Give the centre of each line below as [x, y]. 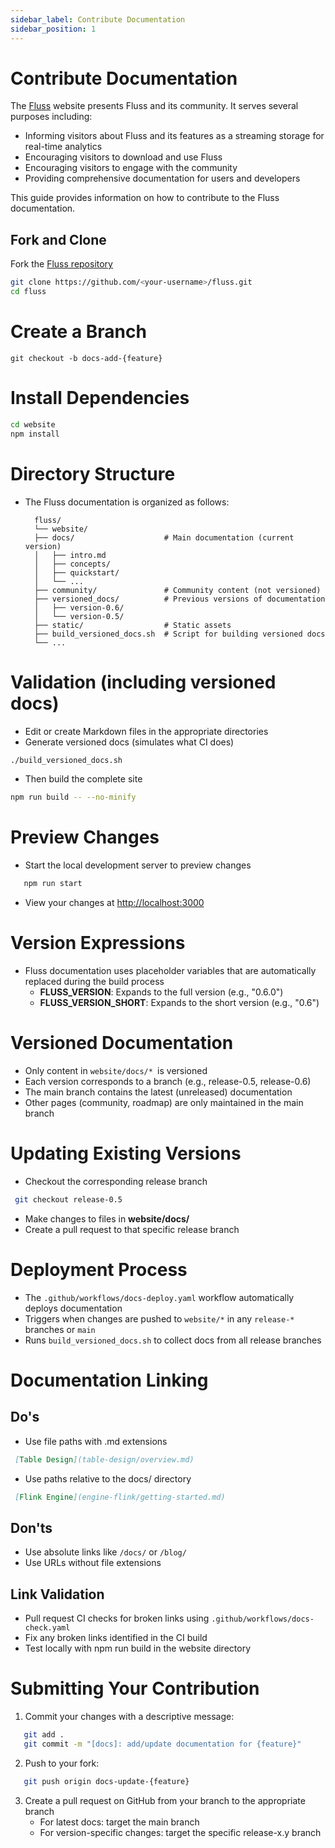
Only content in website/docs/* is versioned [116, 1070]
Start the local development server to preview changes [138, 865]
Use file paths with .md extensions [96, 1441]
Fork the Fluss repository [61, 264]
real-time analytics [63, 147]
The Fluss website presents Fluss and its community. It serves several [154, 106]
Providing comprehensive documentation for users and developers [162, 178]
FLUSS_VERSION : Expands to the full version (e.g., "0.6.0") [161, 992]
